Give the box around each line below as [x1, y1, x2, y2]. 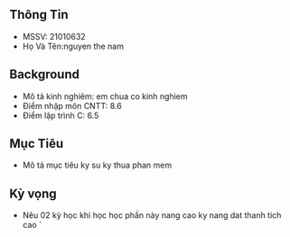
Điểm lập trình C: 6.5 [22, 110, 99, 121]
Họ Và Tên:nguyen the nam [22, 41, 125, 51]
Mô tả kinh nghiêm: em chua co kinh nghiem [22, 90, 188, 102]
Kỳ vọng [9, 186, 57, 201]
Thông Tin [9, 7, 70, 23]
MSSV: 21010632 [22, 31, 86, 41]
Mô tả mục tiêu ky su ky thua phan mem [22, 160, 173, 170]
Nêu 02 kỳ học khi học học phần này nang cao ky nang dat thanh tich [22, 210, 282, 221]
